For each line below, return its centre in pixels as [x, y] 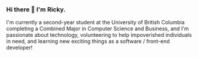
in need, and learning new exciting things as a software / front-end [88, 42]
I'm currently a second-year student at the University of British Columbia [95, 23]
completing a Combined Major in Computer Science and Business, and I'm [98, 28]
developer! [19, 47]
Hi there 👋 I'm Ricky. [36, 9]
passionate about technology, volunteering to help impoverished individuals [99, 35]
